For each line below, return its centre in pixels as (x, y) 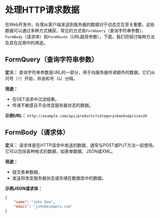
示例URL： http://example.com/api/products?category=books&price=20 (76, 116)
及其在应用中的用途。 (26, 42)
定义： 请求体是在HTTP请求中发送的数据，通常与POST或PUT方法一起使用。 (81, 145)
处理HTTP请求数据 (42, 10)
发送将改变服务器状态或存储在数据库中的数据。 (59, 178)
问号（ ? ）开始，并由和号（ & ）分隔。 (41, 78)
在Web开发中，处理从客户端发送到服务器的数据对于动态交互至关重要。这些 (80, 24)
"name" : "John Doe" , (35, 202)
